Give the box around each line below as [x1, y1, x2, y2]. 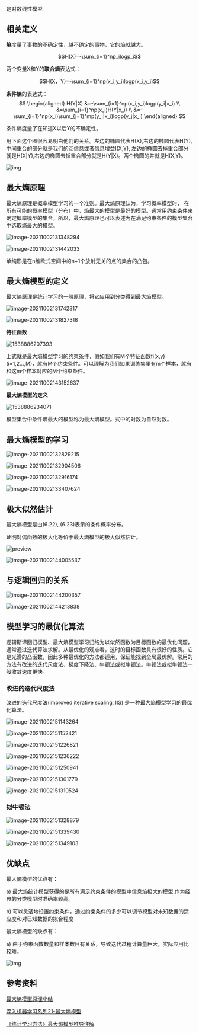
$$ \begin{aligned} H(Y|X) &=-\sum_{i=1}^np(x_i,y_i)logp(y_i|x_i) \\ [18, 100, 181, 107]
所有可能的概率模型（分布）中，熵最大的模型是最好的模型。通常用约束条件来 [6, 207, 193, 214]
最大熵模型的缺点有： [6, 928, 58, 935]
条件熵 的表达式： [6, 90, 48, 97]
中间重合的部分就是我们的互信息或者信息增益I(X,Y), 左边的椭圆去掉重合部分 [6, 145, 189, 152]
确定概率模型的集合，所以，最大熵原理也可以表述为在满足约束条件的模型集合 [6, 214, 193, 221]
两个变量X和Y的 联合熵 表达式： [6, 65, 81, 72]
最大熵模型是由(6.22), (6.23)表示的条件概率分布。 [6, 521, 127, 528]
